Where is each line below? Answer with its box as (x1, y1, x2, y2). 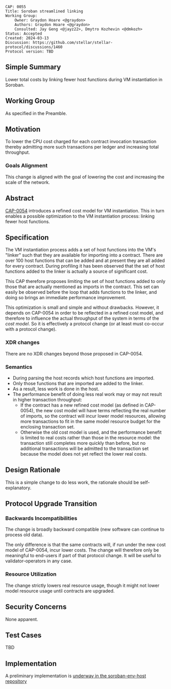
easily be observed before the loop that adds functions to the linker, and (5, 289, 157, 295)
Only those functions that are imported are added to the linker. (12, 380, 144, 386)
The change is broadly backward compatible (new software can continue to (5, 526, 165, 533)
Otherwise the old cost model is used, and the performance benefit (20, 429, 162, 435)
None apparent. (5, 616, 38, 622)
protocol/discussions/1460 (5, 44, 63, 50)
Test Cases (5, 631, 42, 639)
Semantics (5, 363, 33, 370)
